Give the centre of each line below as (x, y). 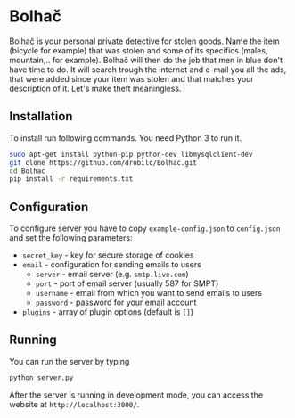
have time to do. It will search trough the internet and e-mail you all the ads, (148, 70)
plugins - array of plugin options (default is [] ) (108, 312)
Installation (41, 116)
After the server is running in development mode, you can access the (136, 395)
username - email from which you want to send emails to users (149, 293)
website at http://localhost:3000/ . (74, 404)
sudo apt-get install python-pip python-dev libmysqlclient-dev (131, 154)
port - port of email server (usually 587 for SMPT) (127, 283)
